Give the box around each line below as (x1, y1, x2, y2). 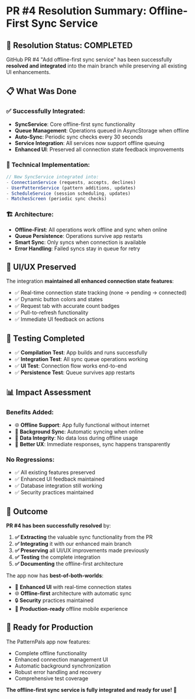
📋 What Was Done (6, 86, 77, 96)
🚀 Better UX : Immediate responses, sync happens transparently (14, 440, 170, 447)
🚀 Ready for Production (6, 623, 93, 633)
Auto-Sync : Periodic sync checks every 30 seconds (14, 133, 143, 140)
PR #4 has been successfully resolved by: (6, 522, 111, 529)
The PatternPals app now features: (6, 638, 90, 645)
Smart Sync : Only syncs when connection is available (14, 239, 147, 246)
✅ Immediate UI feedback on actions (14, 315, 105, 323)
